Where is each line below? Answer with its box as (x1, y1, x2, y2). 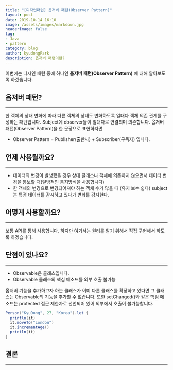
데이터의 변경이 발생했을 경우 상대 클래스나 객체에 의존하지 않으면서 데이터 (12, 172, 162, 178)
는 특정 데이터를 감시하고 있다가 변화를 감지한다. (12, 191, 109, 198)
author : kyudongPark (5, 50, 50, 56)
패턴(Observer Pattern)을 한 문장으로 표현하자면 (5, 126, 103, 132)
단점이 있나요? (5, 251, 48, 259)
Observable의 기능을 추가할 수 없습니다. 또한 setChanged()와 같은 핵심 (14, 294, 159, 300)
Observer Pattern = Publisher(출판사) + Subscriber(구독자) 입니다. (12, 136, 150, 143)
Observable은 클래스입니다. (12, 270, 70, 276)
